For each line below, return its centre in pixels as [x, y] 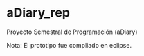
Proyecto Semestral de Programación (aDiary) [72, 32]
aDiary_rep [38, 13]
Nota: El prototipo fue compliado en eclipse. [69, 45]
